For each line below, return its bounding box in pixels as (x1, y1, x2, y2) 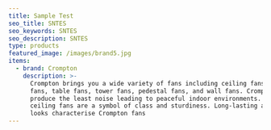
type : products (8, 42, 60, 50)
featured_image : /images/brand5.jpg (8, 49, 131, 57)
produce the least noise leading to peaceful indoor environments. (29, 94, 262, 103)
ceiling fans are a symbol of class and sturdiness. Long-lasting (29, 102, 258, 110)
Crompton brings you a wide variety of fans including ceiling (29, 79, 248, 87)
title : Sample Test (8, 11, 74, 20)
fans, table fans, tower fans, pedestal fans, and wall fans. (29, 86, 244, 95)
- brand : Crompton (15, 65, 78, 73)
